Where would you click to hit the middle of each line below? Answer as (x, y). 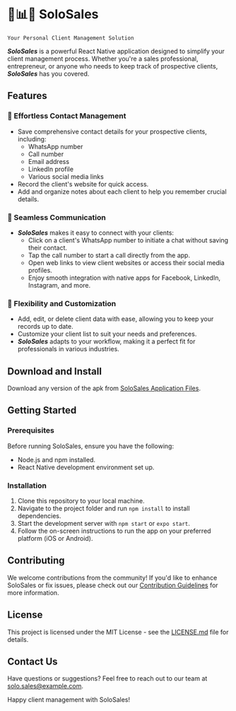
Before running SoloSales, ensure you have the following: (91, 446)
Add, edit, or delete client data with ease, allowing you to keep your (116, 319)
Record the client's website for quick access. (83, 184)
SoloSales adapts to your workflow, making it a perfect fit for (106, 341)
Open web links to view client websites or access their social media (126, 262)
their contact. (47, 247)
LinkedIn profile (51, 169)
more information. (33, 592)
